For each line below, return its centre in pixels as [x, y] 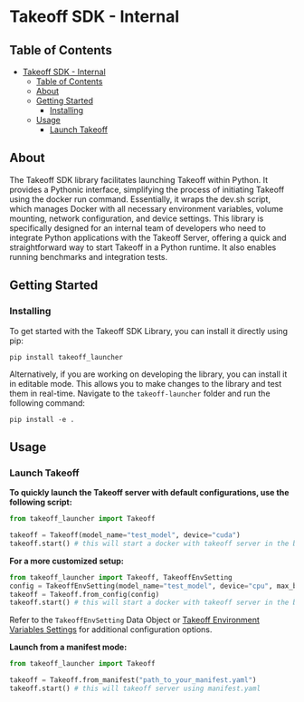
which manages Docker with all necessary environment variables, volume [146, 208]
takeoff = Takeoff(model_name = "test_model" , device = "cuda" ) [125, 535]
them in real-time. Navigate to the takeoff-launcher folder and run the [140, 393]
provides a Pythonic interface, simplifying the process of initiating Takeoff [147, 189]
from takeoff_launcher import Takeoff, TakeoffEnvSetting [121, 577]
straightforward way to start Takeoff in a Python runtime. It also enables [143, 247]
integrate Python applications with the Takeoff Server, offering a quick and [148, 237]
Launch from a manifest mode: [68, 647]
